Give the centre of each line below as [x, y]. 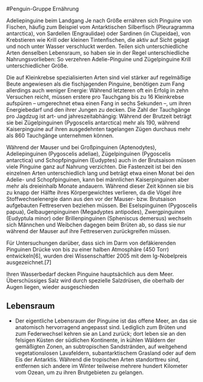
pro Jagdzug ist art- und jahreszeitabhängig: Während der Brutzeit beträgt [99, 116]
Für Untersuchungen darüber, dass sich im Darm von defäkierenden [91, 243]
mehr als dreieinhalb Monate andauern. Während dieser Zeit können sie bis [100, 186]
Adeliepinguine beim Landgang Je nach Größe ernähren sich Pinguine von [99, 20]
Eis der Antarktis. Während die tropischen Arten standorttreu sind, [97, 359]
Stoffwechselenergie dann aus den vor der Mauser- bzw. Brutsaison [92, 199]
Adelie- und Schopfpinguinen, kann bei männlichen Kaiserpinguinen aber [98, 179]
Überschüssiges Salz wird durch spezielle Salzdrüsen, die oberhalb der [95, 281]
